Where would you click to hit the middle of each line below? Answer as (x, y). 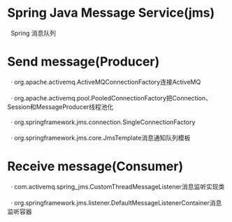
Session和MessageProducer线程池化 (60, 107)
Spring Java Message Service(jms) (111, 13)
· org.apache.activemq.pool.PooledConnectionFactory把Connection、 (111, 98)
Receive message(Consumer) (95, 166)
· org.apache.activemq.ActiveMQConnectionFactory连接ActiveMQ (106, 82)
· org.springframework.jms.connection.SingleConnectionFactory (103, 122)
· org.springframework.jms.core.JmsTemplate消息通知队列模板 (100, 138)
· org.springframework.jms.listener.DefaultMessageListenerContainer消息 (116, 202)
